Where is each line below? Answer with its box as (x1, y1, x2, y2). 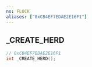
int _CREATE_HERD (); (6, 56, 56, 62)
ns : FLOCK (6, 8, 30, 14)
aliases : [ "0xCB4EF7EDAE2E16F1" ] (6, 14, 87, 20)
